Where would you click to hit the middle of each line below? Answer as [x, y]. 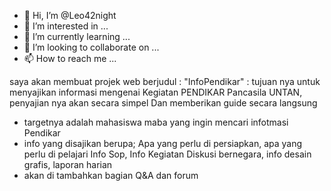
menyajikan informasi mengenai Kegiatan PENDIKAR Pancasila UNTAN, [156, 92]
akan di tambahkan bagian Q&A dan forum [111, 175]
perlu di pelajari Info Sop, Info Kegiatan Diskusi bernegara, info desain [167, 154]
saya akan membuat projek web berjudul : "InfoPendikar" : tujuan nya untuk [165, 81]
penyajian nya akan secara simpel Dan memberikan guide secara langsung [163, 103]
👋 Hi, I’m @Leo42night [70, 15]
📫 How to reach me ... [70, 58]
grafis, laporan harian [68, 164]
